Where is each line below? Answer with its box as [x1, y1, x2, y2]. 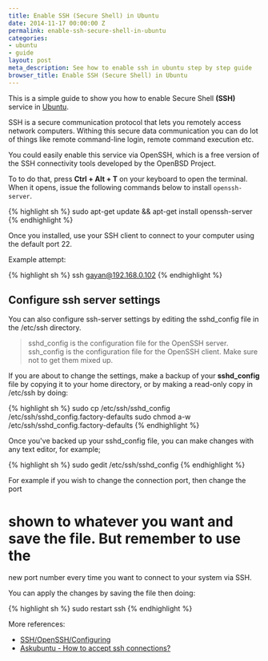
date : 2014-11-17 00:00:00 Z [8, 19, 106, 27]
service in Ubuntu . [8, 102, 70, 111]
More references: [8, 619, 66, 629]
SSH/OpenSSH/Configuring [19, 635, 111, 645]
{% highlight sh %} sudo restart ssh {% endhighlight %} [8, 604, 193, 614]
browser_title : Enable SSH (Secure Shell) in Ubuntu [8, 71, 188, 79]
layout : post [8, 57, 52, 65]
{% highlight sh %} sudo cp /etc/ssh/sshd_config [8, 404, 170, 413]
